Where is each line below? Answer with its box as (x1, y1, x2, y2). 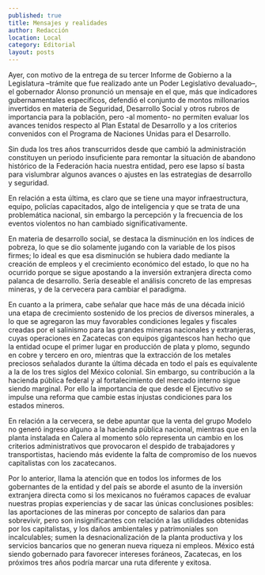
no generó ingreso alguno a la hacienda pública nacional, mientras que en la (8, 425, 257, 434)
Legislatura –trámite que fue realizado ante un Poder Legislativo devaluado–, (8, 78, 258, 88)
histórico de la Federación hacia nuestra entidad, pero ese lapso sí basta (8, 162, 245, 170)
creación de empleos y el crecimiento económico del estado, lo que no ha (8, 259, 249, 268)
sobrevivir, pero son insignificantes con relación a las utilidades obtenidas (8, 516, 249, 525)
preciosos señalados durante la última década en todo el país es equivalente (8, 359, 258, 368)
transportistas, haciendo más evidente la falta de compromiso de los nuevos (8, 450, 257, 459)
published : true (8, 11, 62, 20)
